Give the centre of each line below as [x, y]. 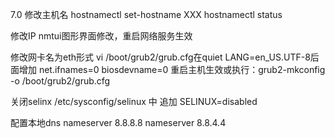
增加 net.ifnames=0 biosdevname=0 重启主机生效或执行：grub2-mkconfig [172, 69]
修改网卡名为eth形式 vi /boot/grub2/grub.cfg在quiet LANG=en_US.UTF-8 [160, 57]
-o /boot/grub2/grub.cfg [60, 81]
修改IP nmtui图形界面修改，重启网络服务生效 [101, 36]
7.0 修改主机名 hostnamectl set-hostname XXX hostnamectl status [146, 14]
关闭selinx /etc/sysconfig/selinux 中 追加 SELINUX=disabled [134, 101]
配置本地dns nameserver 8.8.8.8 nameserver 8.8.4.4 [118, 122]
